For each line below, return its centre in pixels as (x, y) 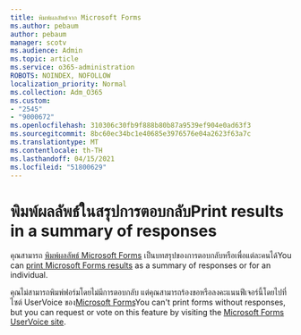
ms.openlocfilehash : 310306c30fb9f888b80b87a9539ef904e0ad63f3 (131, 126)
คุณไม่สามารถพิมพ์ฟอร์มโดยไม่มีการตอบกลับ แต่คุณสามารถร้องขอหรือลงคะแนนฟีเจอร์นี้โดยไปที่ (149, 292)
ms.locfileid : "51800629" (58, 167)
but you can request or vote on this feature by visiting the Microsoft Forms (147, 313)
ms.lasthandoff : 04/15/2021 (63, 159)
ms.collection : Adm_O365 (56, 92)
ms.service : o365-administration (73, 68)
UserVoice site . (38, 322)
